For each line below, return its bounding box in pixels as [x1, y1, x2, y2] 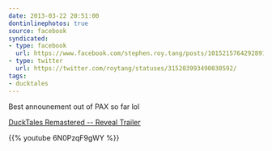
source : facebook [8, 27, 67, 35]
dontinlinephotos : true [8, 19, 89, 27]
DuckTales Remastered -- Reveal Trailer [8, 117, 142, 127]
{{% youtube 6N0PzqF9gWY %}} [8, 132, 120, 142]
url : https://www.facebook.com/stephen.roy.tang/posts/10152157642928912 [15, 49, 270, 57]
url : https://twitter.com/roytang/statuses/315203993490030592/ [15, 65, 237, 73]
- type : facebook [8, 42, 67, 50]
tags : [8, 72, 27, 80]
